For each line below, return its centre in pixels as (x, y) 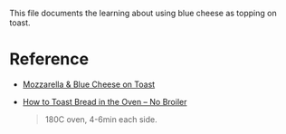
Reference (49, 59)
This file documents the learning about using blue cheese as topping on (143, 13)
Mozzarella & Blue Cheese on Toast (89, 84)
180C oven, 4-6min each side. (101, 119)
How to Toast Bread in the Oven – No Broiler (105, 101)
